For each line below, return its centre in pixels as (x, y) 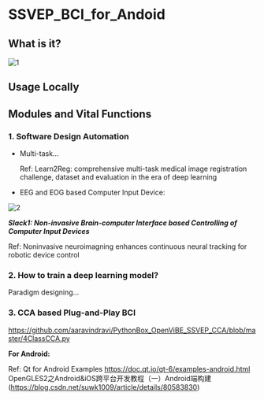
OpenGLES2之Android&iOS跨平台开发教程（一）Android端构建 (110, 378)
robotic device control (44, 255)
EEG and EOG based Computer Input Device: (92, 193)
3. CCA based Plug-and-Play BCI (72, 313)
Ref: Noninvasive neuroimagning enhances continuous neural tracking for (128, 246)
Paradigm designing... (44, 292)
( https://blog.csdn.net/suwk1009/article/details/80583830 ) (104, 387)
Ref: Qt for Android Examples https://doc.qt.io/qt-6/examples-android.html (129, 369)
